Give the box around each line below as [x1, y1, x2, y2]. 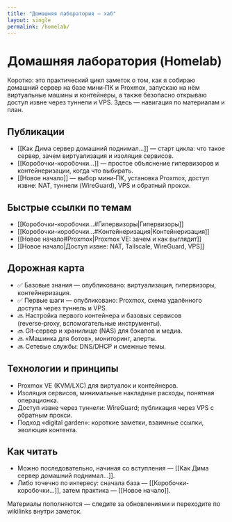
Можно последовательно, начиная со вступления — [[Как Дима [17, 464, 209, 473]
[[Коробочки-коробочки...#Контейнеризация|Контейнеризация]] [17, 227, 210, 235]
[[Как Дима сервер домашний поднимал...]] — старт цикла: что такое [17, 144, 226, 153]
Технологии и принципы [7, 363, 119, 374]
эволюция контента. [17, 425, 78, 434]
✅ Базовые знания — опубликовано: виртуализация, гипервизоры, [17, 280, 217, 289]
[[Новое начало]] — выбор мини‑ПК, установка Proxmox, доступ [17, 174, 210, 182]
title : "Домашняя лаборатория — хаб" [7, 10, 117, 17]
